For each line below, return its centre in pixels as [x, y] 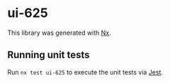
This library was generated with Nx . [59, 33]
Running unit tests [49, 55]
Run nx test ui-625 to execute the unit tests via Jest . [85, 72]
